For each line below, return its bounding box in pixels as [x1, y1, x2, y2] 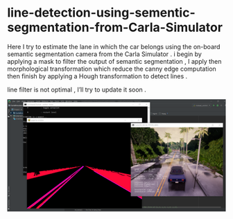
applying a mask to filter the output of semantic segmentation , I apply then [7, 57, 222, 65]
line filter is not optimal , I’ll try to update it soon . [7, 85, 147, 94]
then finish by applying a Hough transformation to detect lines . [7, 71, 188, 80]
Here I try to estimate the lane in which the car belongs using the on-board [7, 42, 221, 51]
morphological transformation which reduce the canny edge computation [7, 64, 216, 73]
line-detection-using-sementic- [7, 5, 196, 21]
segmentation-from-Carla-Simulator [7, 19, 223, 35]
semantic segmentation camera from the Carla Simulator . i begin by [7, 50, 202, 58]
